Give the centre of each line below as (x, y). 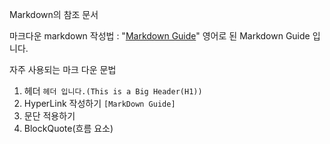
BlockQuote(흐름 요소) (68, 128)
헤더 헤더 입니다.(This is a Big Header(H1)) (113, 91)
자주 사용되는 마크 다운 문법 (63, 69)
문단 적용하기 (49, 116)
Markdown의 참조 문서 (54, 14)
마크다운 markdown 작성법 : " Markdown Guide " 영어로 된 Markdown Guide (160, 36)
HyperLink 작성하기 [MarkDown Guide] (99, 103)
